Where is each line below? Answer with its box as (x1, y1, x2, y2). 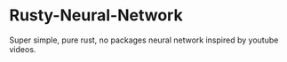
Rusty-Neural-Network (9, 5, 184, 26)
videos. (9, 43, 36, 54)
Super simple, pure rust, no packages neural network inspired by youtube (9, 35, 279, 45)
